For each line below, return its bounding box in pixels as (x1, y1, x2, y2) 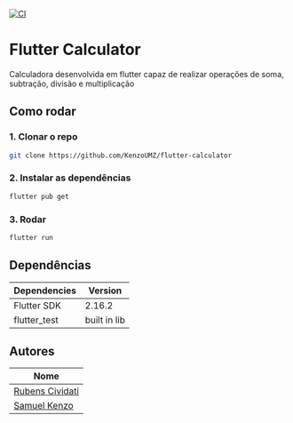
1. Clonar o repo (9, 131, 78, 143)
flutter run (9, 233, 53, 242)
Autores (9, 344, 55, 359)
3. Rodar (9, 213, 47, 226)
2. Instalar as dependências (9, 172, 131, 184)
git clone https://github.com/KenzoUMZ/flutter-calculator (9, 151, 233, 160)
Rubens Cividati (13, 385, 80, 397)
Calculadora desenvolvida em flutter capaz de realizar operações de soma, (9, 68, 284, 79)
